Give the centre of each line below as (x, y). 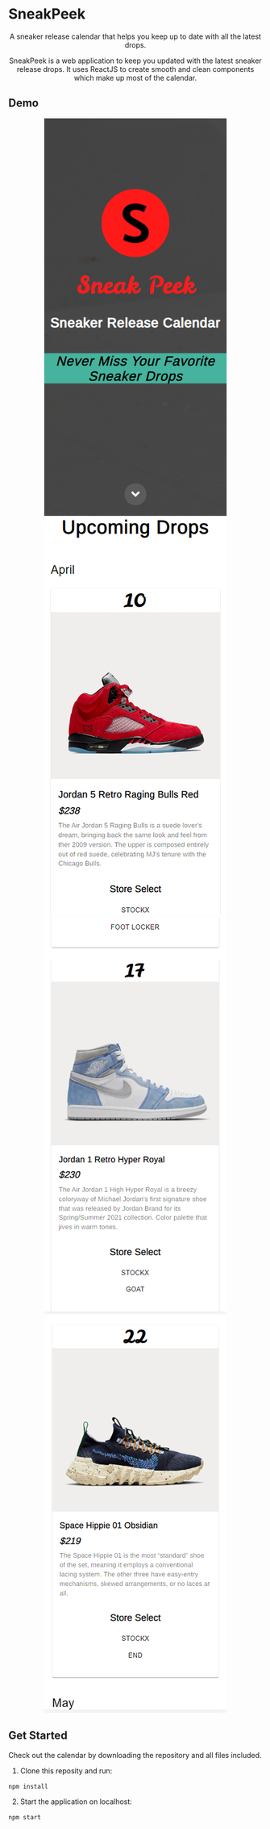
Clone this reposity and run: (66, 1770)
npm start (25, 1818)
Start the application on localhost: (76, 1802)
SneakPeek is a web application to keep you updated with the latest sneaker (135, 61)
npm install (28, 1786)
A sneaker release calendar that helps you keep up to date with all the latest (135, 36)
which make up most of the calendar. (135, 77)
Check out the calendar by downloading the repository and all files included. (135, 1755)
